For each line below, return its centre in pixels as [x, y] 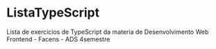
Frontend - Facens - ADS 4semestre [58, 39]
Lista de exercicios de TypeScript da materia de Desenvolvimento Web [108, 32]
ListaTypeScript [53, 13]
